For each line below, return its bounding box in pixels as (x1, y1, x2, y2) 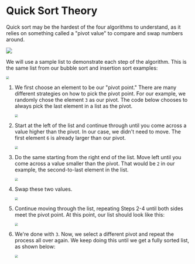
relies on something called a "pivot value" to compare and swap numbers (6, 29, 183, 36)
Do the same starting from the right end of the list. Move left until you (14, 153, 182, 160)
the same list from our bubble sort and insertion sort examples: (6, 64, 158, 71)
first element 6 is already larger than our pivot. (14, 134, 126, 141)
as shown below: (14, 243, 56, 250)
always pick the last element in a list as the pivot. (14, 102, 133, 109)
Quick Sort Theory (6, 4, 98, 18)
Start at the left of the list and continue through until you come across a (14, 122, 187, 129)
